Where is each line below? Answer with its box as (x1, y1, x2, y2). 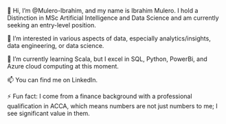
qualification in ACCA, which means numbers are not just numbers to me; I (7, 102, 218, 110)
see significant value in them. (7, 110, 91, 117)
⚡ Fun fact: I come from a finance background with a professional (7, 92, 192, 100)
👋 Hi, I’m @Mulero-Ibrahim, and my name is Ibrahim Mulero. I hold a (7, 7, 199, 14)
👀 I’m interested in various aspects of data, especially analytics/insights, (7, 34, 211, 42)
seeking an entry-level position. (7, 21, 96, 29)
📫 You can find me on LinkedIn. (7, 76, 98, 84)
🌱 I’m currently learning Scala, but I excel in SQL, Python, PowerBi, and (7, 55, 207, 63)
